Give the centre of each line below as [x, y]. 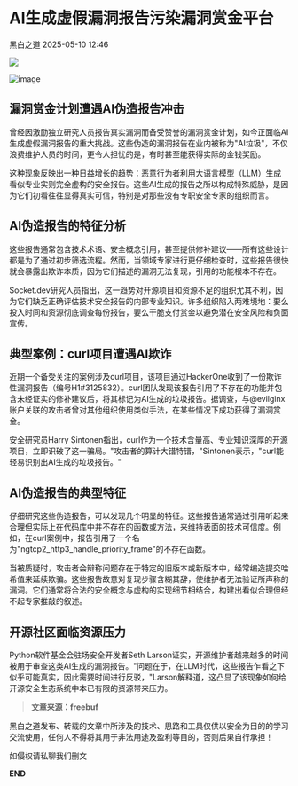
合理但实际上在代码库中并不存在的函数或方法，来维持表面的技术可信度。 [141, 527]
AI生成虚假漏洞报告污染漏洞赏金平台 [141, 18]
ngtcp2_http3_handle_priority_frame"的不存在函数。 [116, 549]
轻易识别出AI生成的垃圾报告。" [65, 462]
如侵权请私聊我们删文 [48, 756]
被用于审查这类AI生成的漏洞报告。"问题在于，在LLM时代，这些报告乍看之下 [147, 666]
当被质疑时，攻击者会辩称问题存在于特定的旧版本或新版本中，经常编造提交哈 [149, 568]
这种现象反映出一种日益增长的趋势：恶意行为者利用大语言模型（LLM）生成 [145, 173]
